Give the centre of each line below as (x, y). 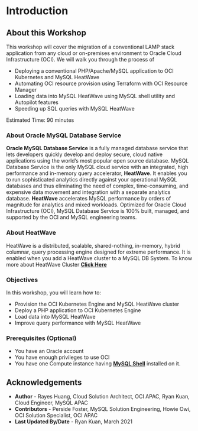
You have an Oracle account (49, 351)
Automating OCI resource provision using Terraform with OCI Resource (101, 83)
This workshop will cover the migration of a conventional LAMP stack (90, 47)
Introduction (37, 11)
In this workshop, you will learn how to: (54, 292)
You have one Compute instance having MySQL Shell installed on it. (98, 364)
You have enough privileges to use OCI (62, 357)
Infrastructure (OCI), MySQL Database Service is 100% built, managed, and (98, 211)
